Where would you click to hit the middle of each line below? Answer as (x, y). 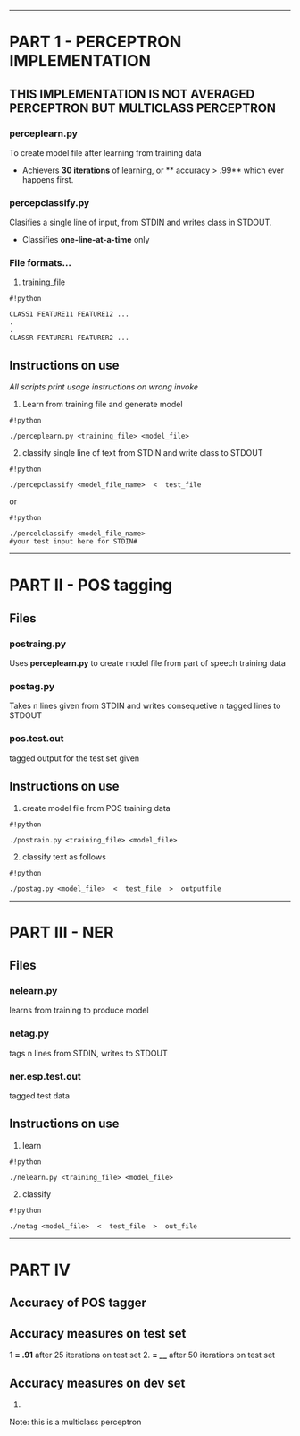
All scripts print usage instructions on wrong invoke (104, 387)
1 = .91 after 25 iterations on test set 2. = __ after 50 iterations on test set (142, 1355)
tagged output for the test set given (75, 758)
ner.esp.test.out (46, 1076)
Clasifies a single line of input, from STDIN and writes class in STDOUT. (141, 222)
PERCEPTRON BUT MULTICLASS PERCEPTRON (143, 108)
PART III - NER (62, 932)
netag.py (29, 1033)
